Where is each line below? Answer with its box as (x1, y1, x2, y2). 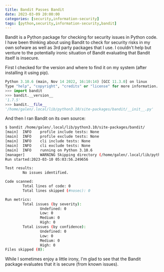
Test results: (5, 166, 34, 171)
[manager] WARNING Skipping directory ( (5, 152, 102, 157)
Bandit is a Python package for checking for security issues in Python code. (5, 34, 158, 40)
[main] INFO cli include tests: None (5, 139, 91, 144)
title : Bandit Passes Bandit (5, 7, 64, 12)
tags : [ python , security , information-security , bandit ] (5, 21, 117, 26)
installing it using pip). (5, 70, 49, 76)
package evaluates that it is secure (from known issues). (5, 261, 119, 267)
